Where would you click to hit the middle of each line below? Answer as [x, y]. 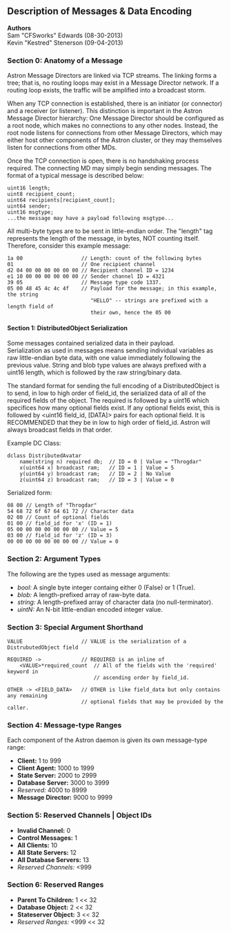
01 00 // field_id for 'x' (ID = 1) [60, 523]
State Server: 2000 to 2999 [57, 776]
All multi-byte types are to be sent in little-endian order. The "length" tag [110, 231]
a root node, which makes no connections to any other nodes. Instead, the [113, 126]
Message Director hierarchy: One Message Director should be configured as [115, 118]
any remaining [28, 696]
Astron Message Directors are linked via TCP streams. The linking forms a [112, 76]
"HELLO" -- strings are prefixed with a [149, 301]
